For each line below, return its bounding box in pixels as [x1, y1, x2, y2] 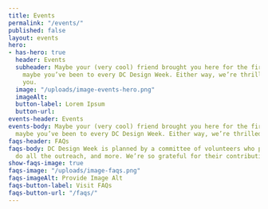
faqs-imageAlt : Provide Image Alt [8, 174, 124, 183]
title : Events [8, 11, 56, 20]
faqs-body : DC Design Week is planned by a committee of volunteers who [8, 145, 255, 153]
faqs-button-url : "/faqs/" [8, 188, 98, 197]
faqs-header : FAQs [8, 137, 69, 145]
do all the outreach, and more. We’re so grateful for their [15, 152, 223, 160]
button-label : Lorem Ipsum [15, 100, 105, 108]
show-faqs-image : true [8, 160, 84, 168]
